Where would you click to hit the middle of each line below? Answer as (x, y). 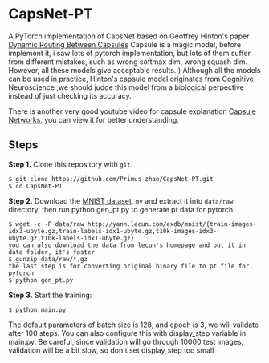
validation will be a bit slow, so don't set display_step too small (111, 350)
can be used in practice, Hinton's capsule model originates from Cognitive (131, 79)
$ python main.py (37, 309)
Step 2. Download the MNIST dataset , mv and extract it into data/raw (121, 200)
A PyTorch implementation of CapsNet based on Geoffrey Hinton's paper (129, 36)
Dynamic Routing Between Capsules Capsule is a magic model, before (125, 44)
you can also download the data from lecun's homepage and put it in (127, 245)
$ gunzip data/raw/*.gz (48, 259)
